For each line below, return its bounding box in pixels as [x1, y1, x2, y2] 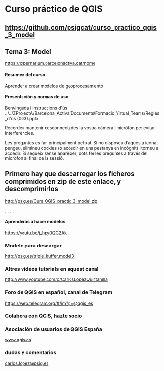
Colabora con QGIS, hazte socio [5, 312, 82, 319]
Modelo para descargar [5, 242, 62, 249]
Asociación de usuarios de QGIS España [5, 326, 102, 333]
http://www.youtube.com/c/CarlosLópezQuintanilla [5, 277, 108, 282]
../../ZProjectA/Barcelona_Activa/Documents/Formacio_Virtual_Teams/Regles [5, 110, 160, 116]
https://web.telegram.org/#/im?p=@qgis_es [5, 300, 93, 306]
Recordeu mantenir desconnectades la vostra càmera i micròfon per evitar [5, 124, 155, 131]
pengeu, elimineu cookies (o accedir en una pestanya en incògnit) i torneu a [5, 145, 159, 151]
